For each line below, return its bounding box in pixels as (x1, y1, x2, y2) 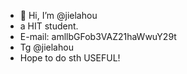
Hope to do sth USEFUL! (19, 52, 121, 64)
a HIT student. (19, 20, 79, 32)
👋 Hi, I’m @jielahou (19, 10, 98, 21)
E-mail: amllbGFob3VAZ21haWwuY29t (19, 31, 177, 42)
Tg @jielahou (19, 41, 74, 53)
